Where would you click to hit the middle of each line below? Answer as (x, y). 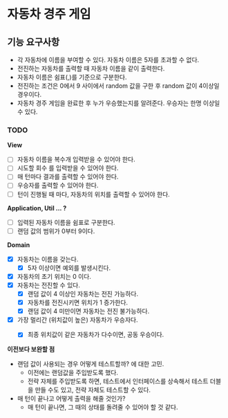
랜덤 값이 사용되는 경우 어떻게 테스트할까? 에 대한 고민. (91, 364)
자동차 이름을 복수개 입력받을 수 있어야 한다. (76, 159)
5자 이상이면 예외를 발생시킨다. (69, 268)
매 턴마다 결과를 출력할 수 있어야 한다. (68, 176)
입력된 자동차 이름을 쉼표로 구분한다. (66, 222)
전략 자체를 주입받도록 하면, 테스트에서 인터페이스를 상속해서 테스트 (118, 381)
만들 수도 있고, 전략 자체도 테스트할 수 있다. (93, 390)
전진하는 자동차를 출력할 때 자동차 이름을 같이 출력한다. (91, 69)
